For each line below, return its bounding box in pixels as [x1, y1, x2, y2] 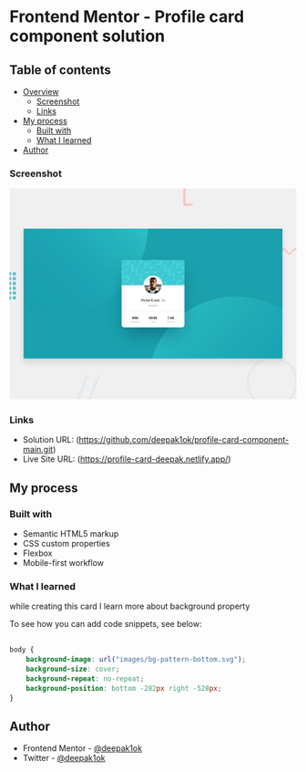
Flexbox [22, 548, 53, 558]
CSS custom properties [22, 537, 111, 548]
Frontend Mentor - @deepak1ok [22, 743, 143, 754]
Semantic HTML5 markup [22, 527, 119, 539]
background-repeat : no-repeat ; [25, 673, 145, 683]
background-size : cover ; [25, 664, 120, 673]
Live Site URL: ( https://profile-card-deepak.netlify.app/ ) [22, 454, 231, 464]
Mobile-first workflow [22, 557, 105, 568]
